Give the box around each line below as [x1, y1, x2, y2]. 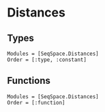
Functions [7, 75, 51, 87]
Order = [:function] [7, 99, 66, 106]
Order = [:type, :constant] [7, 56, 87, 63]
